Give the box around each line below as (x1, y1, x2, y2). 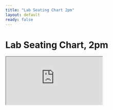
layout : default (5, 12, 40, 17)
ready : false (5, 17, 33, 22)
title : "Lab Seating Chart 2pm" (5, 7, 74, 13)
